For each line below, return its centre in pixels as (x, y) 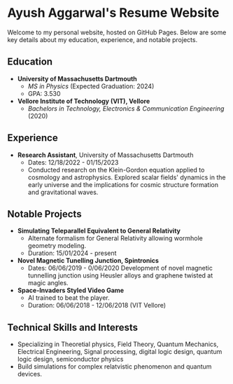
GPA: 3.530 (44, 93)
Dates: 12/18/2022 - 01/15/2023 (73, 162)
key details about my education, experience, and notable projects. (103, 39)
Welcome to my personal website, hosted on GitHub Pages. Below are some (117, 32)
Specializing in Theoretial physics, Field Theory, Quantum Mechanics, (118, 344)
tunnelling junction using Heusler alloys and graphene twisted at (120, 275)
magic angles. (48, 283)
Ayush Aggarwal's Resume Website (113, 13)
